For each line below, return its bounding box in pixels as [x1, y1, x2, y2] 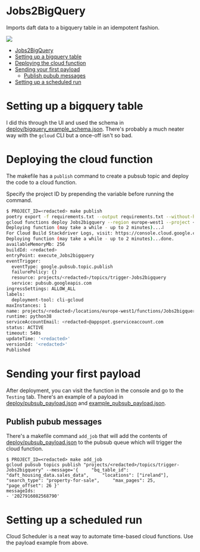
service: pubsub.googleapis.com [11, 280, 92, 286]
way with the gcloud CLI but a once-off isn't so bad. [6, 131, 133, 138]
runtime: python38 [6, 313, 52, 320]
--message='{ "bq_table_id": [46, 467, 129, 473]
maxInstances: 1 [6, 303, 46, 309]
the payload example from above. [6, 539, 89, 547]
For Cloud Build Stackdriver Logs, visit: [6, 230, 113, 236]
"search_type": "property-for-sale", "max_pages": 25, [6, 477, 156, 484]
